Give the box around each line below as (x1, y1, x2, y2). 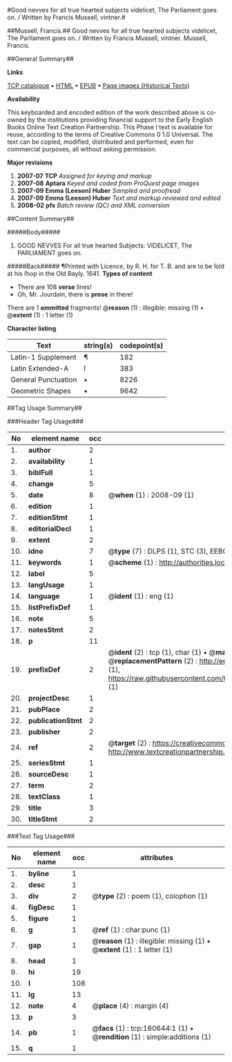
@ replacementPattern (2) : (108, 656, 198, 666)
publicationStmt (28, 716, 83, 725)
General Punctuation (10, 375, 77, 384)
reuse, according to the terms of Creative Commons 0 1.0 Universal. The (7, 131, 213, 138)
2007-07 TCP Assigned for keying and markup (17, 172, 152, 180)
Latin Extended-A (10, 364, 69, 373)
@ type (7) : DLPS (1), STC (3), (108, 546, 209, 556)
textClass (28, 792, 61, 801)
